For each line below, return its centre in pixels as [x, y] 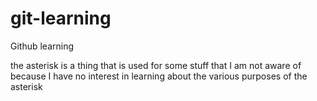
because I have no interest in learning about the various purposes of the [159, 76]
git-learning [61, 18]
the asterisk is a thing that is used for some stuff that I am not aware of [156, 65]
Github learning [42, 46]
